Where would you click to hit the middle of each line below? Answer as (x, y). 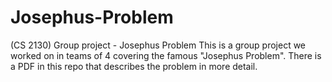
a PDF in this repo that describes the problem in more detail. (134, 66)
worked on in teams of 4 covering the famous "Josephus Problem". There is (166, 55)
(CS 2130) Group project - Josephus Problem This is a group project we (158, 45)
